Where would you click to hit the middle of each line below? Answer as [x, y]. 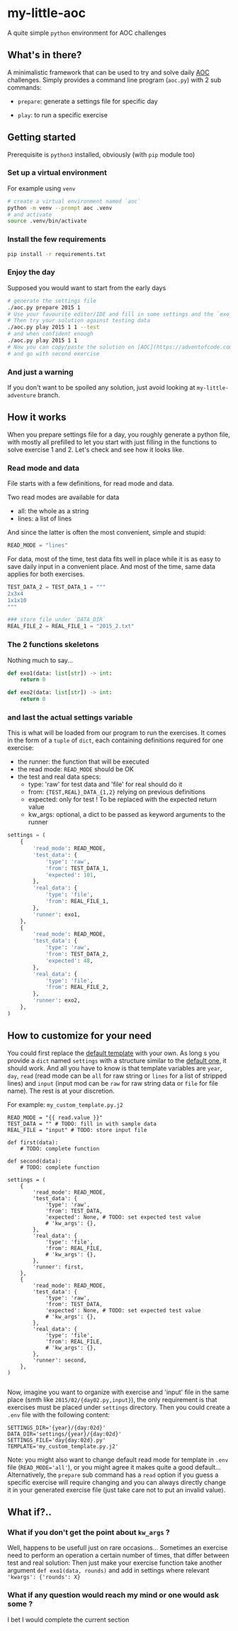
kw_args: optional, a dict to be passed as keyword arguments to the [127, 815]
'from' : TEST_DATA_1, [77, 868]
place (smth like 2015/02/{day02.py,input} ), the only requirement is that [112, 1399]
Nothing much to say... [40, 660]
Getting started [42, 138]
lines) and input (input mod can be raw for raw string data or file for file [113, 1083]
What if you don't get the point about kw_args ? [89, 1532]
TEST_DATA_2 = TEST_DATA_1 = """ [57, 587]
